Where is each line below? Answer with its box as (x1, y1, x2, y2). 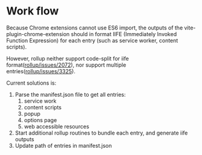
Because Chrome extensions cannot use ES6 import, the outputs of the (6, 24, 183, 31)
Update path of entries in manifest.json (14, 142, 112, 149)
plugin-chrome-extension (6, 30, 70, 37)
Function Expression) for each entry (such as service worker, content (6, 37, 178, 44)
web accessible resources (24, 123, 89, 130)
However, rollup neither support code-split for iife (6, 55, 129, 62)
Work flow (6, 4, 59, 18)
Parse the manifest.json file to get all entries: (14, 91, 126, 98)
